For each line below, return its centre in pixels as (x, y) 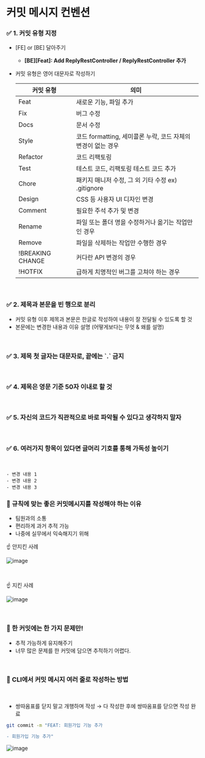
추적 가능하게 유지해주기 (44, 643)
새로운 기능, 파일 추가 (105, 102)
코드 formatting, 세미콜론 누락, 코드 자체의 (133, 137)
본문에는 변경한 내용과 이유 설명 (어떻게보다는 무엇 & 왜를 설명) (90, 327)
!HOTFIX (31, 272)
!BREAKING (34, 253)
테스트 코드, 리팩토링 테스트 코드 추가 (126, 169)
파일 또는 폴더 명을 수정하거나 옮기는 (125, 222)
